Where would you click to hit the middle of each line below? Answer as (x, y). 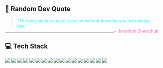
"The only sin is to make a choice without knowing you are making (83, 20)
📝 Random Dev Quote (38, 9)
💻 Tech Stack (27, 46)
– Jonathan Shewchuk (136, 31)
